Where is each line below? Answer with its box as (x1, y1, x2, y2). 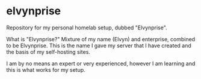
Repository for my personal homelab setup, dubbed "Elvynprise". (6, 24, 167, 31)
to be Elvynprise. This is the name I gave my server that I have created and (6, 42, 191, 49)
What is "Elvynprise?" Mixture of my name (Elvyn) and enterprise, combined (6, 35, 196, 42)
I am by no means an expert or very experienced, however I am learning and (6, 60, 196, 67)
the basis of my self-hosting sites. (6, 48, 90, 55)
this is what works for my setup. (6, 66, 85, 73)
